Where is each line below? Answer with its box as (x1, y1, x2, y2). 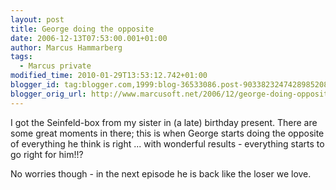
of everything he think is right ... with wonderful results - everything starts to (10, 137, 325, 150)
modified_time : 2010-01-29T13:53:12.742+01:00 (10, 71, 208, 81)
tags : (10, 52, 33, 62)
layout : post (10, 14, 65, 25)
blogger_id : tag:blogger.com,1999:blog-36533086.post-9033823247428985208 (10, 80, 329, 90)
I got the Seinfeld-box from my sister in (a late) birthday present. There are (10, 116, 318, 128)
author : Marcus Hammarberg (10, 42, 123, 53)
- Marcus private (19, 61, 92, 71)
